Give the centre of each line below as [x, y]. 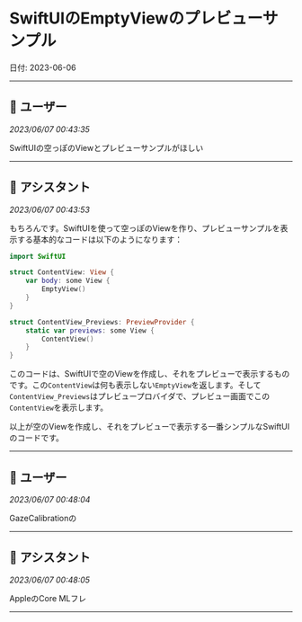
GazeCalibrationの [43, 518]
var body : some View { [68, 281]
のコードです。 [37, 438]
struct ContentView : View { [62, 272]
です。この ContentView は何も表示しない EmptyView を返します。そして [135, 385]
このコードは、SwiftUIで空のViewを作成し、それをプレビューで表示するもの [150, 374]
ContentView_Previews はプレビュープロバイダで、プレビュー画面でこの [140, 396]
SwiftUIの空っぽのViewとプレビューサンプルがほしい [107, 147]
